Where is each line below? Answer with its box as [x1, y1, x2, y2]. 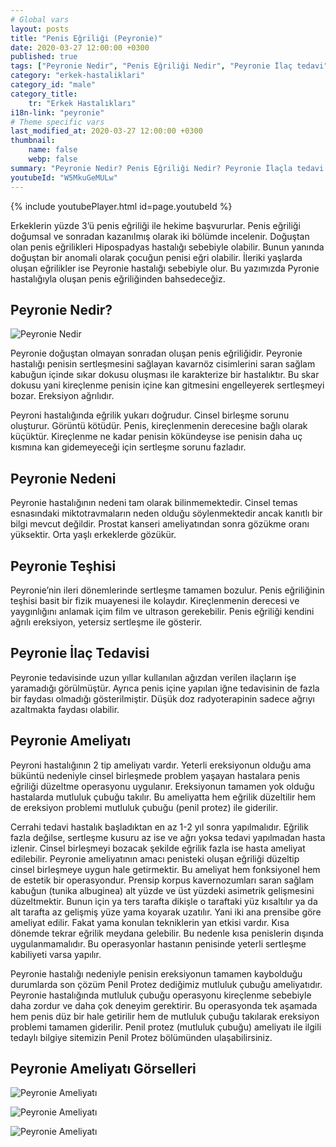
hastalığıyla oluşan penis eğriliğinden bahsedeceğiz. [10, 272, 226, 285]
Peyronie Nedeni [10, 470, 117, 487]
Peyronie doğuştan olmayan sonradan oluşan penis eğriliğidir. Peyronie [10, 347, 303, 360]
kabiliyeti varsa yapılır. [10, 948, 102, 960]
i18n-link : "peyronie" [10, 107, 105, 118]
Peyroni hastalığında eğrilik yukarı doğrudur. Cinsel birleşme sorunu [10, 409, 290, 421]
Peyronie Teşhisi [10, 557, 117, 575]
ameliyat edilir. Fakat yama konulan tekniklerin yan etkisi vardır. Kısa [10, 916, 290, 928]
